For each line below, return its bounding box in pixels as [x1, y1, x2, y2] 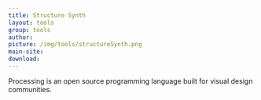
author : [8, 33, 34, 41]
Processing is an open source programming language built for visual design [8, 76, 253, 86]
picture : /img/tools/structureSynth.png [8, 41, 143, 48]
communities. [8, 84, 53, 94]
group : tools [8, 26, 51, 34]
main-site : [8, 48, 44, 55]
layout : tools [8, 19, 55, 27]
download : [8, 55, 41, 63]
